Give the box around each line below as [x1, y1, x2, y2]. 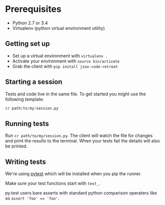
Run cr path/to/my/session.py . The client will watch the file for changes [5, 133, 153, 138]
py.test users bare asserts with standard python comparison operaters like [5, 190, 157, 196]
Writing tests [5, 157, 46, 166]
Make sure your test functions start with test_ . [5, 180, 100, 187]
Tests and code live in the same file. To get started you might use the [5, 91, 146, 97]
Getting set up [5, 40, 50, 48]
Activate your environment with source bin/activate [12, 58, 120, 64]
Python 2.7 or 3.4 [12, 20, 48, 26]
